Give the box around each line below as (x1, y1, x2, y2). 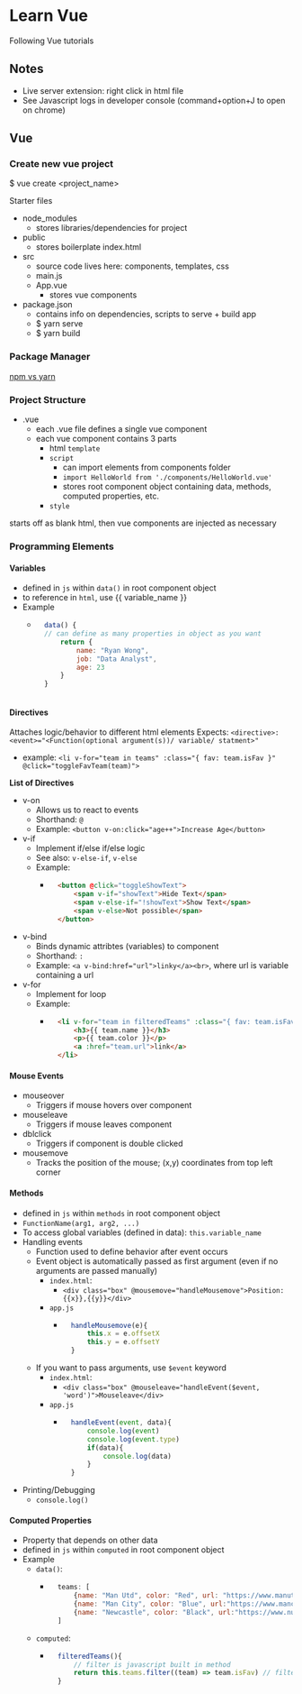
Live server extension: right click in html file (22, 85, 184, 96)
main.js (35, 270, 63, 281)
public (22, 232, 46, 243)
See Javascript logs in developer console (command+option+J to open (22, 95, 286, 105)
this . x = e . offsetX (86, 1329, 160, 1339)
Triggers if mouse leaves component (35, 1119, 173, 1130)
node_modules (22, 213, 78, 224)
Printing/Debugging (22, 1485, 96, 1496)
